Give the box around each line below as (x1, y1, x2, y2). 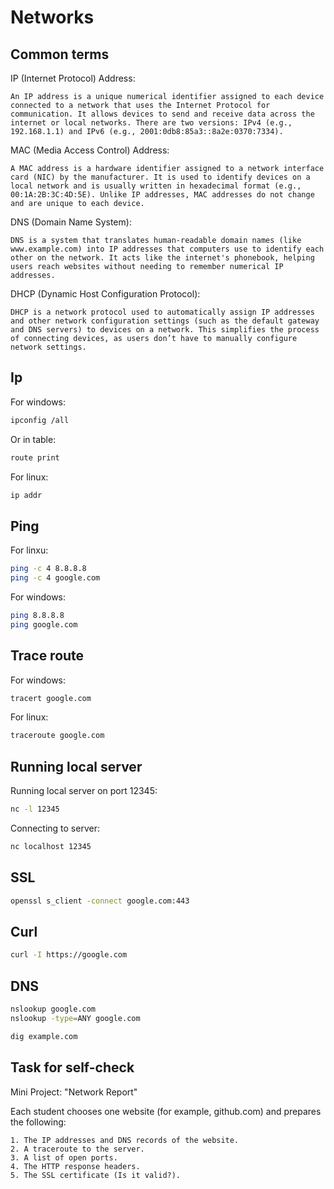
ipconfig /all (10, 415, 70, 425)
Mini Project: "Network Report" (10, 1086, 138, 1098)
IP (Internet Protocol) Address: (10, 72, 136, 84)
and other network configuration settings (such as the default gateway (10, 316, 320, 326)
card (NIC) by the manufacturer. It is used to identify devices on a (10, 172, 311, 182)
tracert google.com (10, 693, 92, 703)
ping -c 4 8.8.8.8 (10, 564, 87, 574)
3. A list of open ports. (10, 1152, 118, 1163)
